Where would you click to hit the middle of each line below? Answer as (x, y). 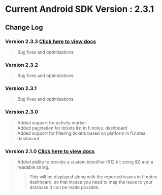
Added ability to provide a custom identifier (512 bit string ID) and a (85, 162)
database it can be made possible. (64, 187)
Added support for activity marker (52, 122)
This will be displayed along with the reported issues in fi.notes (93, 177)
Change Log (24, 27)
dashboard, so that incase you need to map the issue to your (91, 182)
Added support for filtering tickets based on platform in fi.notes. (82, 133)
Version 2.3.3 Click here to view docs (50, 41)
